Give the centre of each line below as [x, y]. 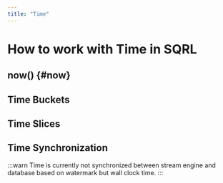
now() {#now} [39, 75]
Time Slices [34, 124]
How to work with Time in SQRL [103, 49]
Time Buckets [39, 99]
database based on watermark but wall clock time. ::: [85, 172]
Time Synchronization [58, 148]
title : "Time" [29, 14]
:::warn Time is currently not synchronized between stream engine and [112, 165]
